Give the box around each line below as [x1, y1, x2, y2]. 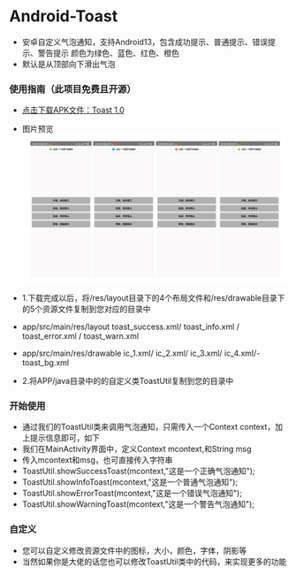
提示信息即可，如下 [29, 433, 100, 443]
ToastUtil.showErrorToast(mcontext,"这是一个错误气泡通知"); [21, 488, 243, 499]
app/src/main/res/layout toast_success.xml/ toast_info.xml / [21, 321, 240, 332]
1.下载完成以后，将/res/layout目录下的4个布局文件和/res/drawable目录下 [21, 292, 285, 303]
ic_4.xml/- [224, 348, 261, 358]
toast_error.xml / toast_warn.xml [21, 330, 140, 341]
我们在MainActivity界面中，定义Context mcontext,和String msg [21, 444, 252, 455]
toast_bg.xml [21, 356, 69, 368]
